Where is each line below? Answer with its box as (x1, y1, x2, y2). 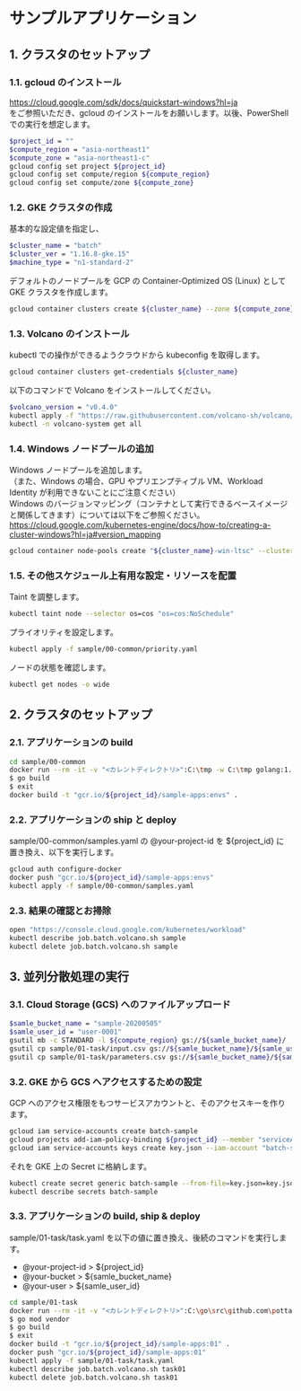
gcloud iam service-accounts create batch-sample (9, 1127, 199, 1136)
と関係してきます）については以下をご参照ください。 (9, 509, 205, 521)
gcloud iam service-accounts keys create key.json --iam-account (9, 1143, 258, 1152)
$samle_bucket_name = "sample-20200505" (9, 1019, 163, 1028)
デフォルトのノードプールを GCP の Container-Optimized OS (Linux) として (9, 276, 287, 286)
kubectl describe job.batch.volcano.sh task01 (9, 1364, 186, 1374)
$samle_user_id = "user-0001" (9, 1027, 123, 1037)
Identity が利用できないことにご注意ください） (9, 487, 181, 498)
